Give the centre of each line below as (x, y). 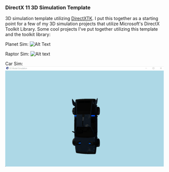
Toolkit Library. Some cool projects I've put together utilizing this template (82, 29)
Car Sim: (14, 64)
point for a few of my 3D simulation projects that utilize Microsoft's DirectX (82, 24)
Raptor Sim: (17, 54)
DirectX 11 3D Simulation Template (48, 8)
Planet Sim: (17, 44)
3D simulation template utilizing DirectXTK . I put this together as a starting (82, 19)
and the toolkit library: (28, 35)
